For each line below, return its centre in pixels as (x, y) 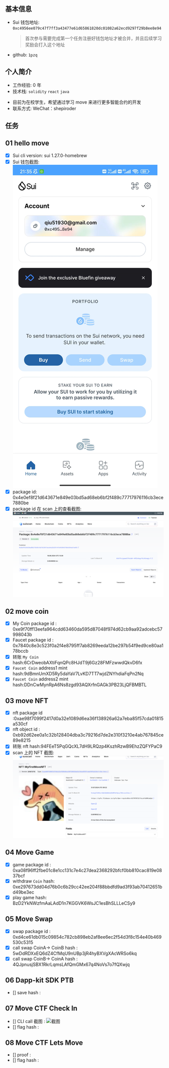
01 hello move (27, 143)
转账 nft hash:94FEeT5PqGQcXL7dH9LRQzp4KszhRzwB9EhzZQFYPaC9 (87, 746)
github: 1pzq (25, 55)
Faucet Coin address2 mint (40, 679)
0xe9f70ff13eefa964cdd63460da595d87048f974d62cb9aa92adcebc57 (87, 629)
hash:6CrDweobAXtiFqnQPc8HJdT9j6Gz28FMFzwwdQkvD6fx (77, 663)
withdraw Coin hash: (34, 881)
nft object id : (26, 730)
